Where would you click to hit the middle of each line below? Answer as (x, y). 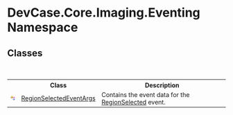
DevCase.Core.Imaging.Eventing (104, 13)
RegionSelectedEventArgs (58, 98)
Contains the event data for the (146, 94)
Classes (25, 53)
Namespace (43, 27)
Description (162, 85)
